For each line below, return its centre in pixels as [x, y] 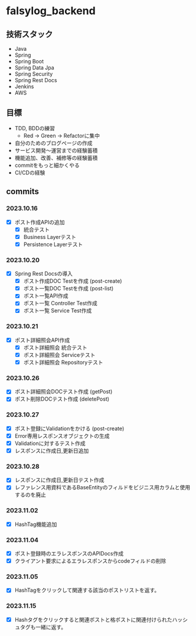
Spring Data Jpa [34, 67]
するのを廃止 [30, 495]
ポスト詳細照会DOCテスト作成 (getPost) [63, 392]
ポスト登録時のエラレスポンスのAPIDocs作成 [69, 554]
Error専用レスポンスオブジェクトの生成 [62, 435]
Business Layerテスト [50, 237]
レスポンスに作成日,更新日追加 [52, 450]
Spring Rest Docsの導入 [43, 274]
